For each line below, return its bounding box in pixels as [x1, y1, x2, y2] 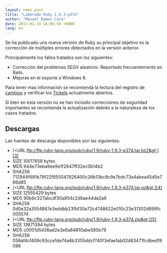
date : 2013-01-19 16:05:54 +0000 [5, 21, 75, 26]
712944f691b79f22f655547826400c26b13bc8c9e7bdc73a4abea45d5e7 [12, 174, 163, 180]
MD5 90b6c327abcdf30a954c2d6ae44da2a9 [12, 195, 107, 201]
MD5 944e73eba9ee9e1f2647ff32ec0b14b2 [12, 163, 103, 169]
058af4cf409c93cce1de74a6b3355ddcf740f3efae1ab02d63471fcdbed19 [12, 238, 163, 244]
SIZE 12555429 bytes [12, 190, 56, 196]
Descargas [5, 124, 40, 133]
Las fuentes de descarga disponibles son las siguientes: [5, 138, 121, 144]
